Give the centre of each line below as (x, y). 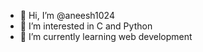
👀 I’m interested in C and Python (86, 26)
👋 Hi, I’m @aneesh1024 (67, 15)
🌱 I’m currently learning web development (106, 36)
